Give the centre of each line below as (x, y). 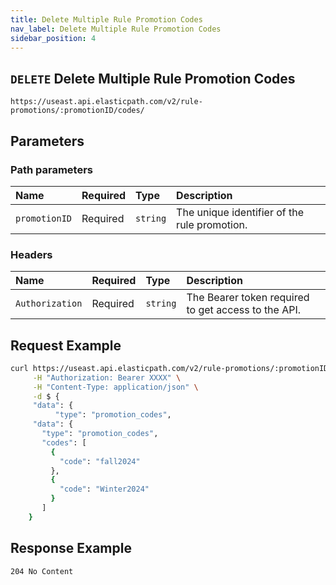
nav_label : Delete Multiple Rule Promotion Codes (116, 29)
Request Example (66, 345)
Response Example (71, 548)
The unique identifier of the (240, 212)
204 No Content (42, 571)
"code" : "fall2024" (100, 461)
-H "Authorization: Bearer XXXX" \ (107, 377)
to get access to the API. (244, 310)
